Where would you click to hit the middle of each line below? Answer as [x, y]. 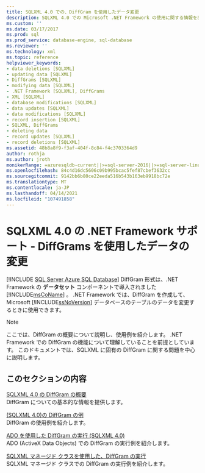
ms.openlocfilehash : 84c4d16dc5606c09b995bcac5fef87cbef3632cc [88, 171]
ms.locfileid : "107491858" [41, 199]
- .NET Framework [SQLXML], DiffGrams [56, 91]
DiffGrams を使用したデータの [113, 246]
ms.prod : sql [23, 35]
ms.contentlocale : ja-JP [38, 188]
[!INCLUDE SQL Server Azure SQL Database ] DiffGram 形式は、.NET [92, 279]
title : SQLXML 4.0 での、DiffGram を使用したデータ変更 [73, 12]
